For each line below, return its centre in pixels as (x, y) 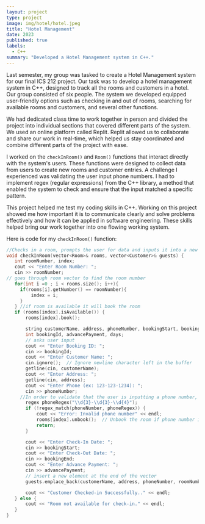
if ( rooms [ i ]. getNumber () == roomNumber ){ (73, 289)
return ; (46, 425)
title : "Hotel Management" (41, 29)
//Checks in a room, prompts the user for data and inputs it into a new (102, 250)
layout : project (27, 12)
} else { (25, 498)
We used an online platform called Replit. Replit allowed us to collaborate (98, 132)
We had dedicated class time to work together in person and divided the (97, 119)
